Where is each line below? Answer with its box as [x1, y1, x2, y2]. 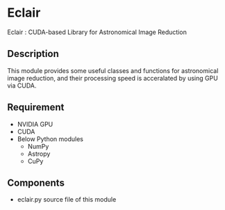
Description [7, 48, 59, 60]
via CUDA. [7, 81, 37, 90]
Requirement [7, 102, 65, 113]
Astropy [27, 150, 51, 158]
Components [7, 177, 65, 188]
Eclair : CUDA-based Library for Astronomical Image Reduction [7, 28, 187, 36]
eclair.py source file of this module [17, 195, 117, 204]
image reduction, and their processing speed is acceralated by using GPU [7, 74, 219, 82]
